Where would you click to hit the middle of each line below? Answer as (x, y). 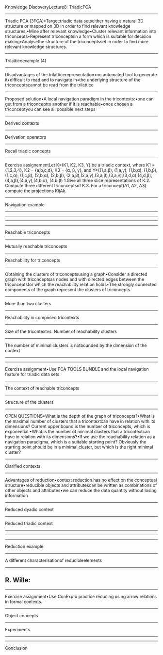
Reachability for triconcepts (33, 260)
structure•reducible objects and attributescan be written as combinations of (81, 485)
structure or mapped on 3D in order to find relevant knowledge (68, 26)
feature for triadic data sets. (33, 374)
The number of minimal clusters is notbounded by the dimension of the (76, 345)
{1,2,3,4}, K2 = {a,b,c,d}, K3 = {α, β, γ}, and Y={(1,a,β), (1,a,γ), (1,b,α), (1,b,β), (81, 170)
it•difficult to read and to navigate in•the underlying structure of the (73, 80)
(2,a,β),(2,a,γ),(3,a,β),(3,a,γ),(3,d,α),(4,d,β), (109, 175)
